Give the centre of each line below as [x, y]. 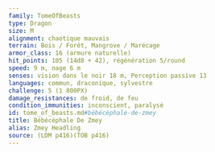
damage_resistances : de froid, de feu [73, 98]
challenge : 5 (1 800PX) [48, 90]
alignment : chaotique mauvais [59, 38]
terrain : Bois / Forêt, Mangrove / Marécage [84, 46]
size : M [21, 31]
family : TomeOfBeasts [45, 16]
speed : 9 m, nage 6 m [45, 68]
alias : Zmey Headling [45, 128]
